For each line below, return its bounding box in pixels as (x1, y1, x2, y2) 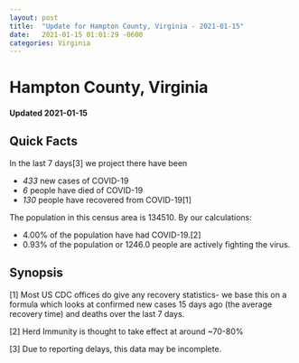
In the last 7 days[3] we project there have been (9, 157, 188, 168)
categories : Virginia (9, 38, 91, 48)
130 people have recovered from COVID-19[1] (22, 194, 192, 205)
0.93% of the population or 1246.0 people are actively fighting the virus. (22, 238, 291, 249)
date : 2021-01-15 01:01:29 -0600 (9, 30, 144, 39)
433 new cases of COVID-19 (22, 175, 129, 186)
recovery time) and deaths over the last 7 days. (9, 308, 185, 319)
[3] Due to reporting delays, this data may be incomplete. (9, 343, 222, 354)
